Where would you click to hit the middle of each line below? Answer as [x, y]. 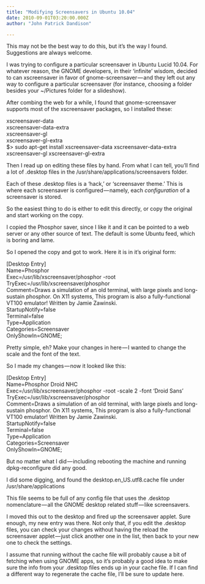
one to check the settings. [39, 543]
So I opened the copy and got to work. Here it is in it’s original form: [91, 252]
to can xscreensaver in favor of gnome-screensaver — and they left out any [101, 78]
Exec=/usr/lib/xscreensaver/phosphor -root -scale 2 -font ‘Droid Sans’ [95, 391]
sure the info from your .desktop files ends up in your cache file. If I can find [102, 567]
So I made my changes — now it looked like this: [66, 366]
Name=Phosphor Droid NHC [42, 385]
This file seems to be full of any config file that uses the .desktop [88, 498]
